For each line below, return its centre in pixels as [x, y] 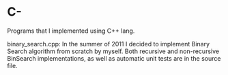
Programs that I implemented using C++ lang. [71, 31]
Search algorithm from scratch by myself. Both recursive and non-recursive [113, 51]
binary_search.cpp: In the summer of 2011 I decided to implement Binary [109, 44]
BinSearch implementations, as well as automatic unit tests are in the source [114, 58]
